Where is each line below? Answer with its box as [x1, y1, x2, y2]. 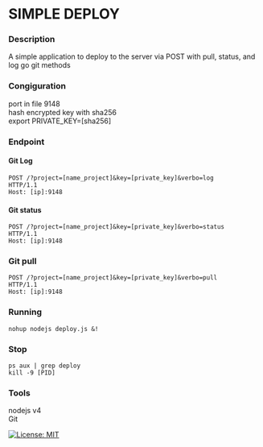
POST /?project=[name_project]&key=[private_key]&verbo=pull [8, 274, 218, 282]
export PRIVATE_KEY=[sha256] [8, 116, 112, 126]
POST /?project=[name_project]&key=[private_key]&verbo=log [8, 174, 215, 182]
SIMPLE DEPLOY [8, 5, 121, 23]
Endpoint [8, 136, 45, 147]
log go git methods [8, 60, 71, 70]
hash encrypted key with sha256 [8, 107, 117, 117]
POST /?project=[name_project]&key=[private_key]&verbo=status [8, 223, 225, 231]
